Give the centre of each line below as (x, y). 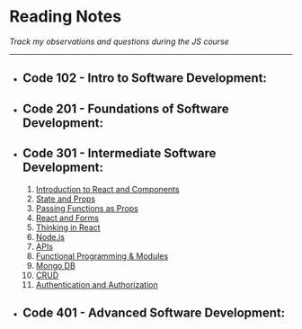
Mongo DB (56, 265)
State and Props (66, 199)
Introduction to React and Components (107, 189)
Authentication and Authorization (97, 284)
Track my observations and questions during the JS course (119, 41)
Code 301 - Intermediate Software (119, 153)
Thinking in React (68, 227)
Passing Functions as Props (87, 208)
